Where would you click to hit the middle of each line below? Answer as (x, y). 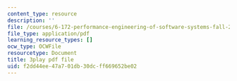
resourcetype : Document (42, 54)
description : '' (31, 20)
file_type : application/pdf (49, 33)
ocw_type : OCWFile (34, 46)
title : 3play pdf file (41, 60)
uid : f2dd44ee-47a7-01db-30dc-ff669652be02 (72, 66)
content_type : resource (42, 14)
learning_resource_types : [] (50, 40)
